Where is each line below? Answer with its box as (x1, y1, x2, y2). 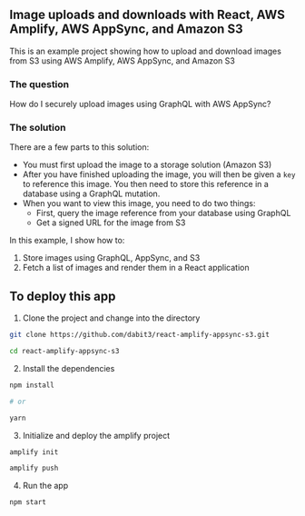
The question (9, 77, 70, 90)
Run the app (22, 481, 69, 491)
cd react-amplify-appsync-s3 (9, 347, 120, 356)
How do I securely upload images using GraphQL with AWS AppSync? (9, 99, 271, 110)
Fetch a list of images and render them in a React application (22, 263, 250, 273)
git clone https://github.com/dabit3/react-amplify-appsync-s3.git (9, 331, 271, 340)
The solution (9, 122, 66, 134)
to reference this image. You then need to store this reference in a (22, 179, 270, 190)
